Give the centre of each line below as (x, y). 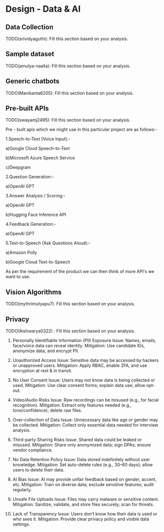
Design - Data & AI (43, 9)
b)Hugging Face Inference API (36, 215)
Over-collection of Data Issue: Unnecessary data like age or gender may (85, 420)
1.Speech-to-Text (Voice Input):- (38, 139)
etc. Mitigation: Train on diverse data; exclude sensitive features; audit (83, 485)
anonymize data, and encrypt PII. (46, 351)
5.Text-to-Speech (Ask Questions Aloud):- (48, 243)
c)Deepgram (18, 168)
